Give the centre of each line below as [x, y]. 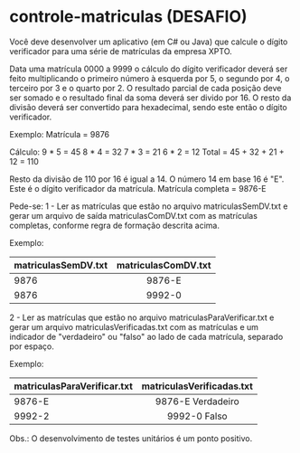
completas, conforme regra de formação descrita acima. [114, 225]
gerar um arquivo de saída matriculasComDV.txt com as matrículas [133, 215]
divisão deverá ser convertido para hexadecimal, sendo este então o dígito [148, 107]
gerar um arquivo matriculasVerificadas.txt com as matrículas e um [134, 326]
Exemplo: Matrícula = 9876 [60, 134]
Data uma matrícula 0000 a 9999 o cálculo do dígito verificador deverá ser [149, 69]
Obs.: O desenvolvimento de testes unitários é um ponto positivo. [131, 438]
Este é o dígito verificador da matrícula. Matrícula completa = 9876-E [138, 188]
